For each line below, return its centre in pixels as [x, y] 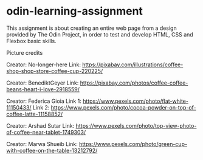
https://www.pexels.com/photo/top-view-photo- [136, 125]
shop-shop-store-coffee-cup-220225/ [55, 71]
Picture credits [25, 52]
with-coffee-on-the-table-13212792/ [52, 150]
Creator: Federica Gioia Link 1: [44, 101]
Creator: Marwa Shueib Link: [42, 144]
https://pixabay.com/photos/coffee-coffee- [134, 83]
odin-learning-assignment [74, 11]
